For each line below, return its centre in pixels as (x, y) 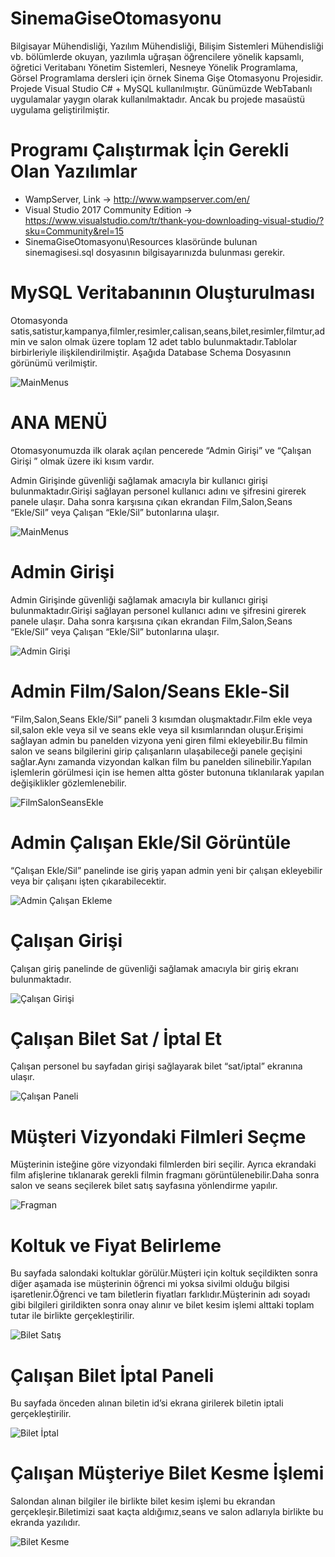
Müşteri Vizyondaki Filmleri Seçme (158, 1136)
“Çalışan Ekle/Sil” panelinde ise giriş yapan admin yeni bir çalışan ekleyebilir (166, 870)
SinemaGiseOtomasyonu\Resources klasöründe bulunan (141, 241)
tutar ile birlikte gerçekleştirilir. (72, 1316)
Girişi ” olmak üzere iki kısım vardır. (82, 461)
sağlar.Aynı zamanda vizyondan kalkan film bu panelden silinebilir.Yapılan (161, 761)
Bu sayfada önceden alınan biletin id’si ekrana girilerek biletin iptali (147, 1403)
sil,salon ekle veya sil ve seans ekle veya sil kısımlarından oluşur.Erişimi (157, 729)
